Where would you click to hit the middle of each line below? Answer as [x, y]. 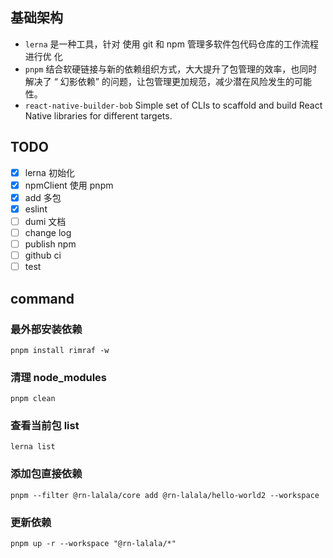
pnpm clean [33, 399]
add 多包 [43, 197]
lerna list [33, 447]
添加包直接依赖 [46, 474]
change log [48, 232]
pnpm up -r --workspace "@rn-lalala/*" [93, 544]
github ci [43, 255]
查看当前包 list [45, 426]
